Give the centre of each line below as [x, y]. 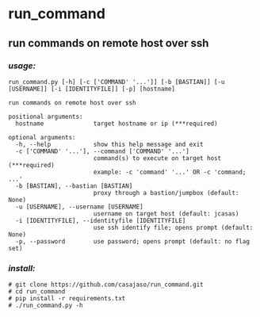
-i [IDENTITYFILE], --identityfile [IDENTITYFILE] [101, 220]
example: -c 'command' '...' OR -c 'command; [170, 172]
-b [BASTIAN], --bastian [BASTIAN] [74, 186]
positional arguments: [46, 116]
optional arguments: [42, 137]
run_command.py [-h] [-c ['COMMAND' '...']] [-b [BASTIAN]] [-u [117, 82]
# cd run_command [37, 292]
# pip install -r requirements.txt [67, 299]
